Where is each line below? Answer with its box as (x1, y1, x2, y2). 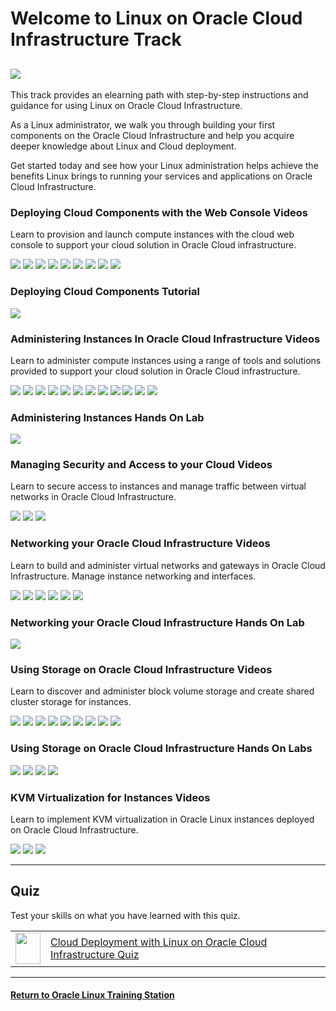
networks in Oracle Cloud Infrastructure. (10, 491, 177, 503)
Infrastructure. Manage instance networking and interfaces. (10, 570, 257, 582)
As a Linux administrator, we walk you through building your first (10, 119, 276, 131)
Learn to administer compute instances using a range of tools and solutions (10, 354, 322, 366)
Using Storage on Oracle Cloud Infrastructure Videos (10, 663, 273, 676)
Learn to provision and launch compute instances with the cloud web (10, 228, 295, 241)
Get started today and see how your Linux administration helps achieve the (10, 160, 319, 171)
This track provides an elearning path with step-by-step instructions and (10, 89, 309, 101)
